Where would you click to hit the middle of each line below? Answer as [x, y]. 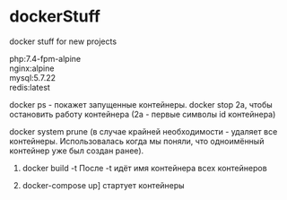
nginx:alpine [32, 68]
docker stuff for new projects [63, 41]
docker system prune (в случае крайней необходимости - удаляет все [143, 131]
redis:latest [30, 87]
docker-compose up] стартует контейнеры [104, 185]
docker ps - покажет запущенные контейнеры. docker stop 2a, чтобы [141, 104]
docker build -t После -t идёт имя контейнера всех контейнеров [144, 168]
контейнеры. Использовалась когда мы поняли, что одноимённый [137, 141]
